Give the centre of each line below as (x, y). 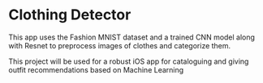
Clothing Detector (70, 15)
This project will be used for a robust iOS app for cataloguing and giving (129, 61)
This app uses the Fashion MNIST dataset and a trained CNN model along (132, 37)
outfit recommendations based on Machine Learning (96, 69)
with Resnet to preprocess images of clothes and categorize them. (120, 45)
